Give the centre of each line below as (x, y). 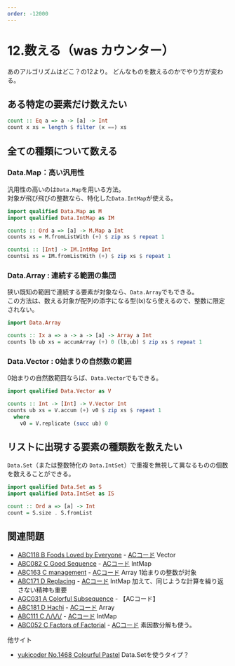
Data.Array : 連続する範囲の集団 (62, 276)
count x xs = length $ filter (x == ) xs (67, 128)
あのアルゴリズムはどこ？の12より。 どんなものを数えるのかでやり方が (109, 72)
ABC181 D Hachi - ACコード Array (66, 607)
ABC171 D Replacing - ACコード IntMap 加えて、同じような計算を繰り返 (121, 581)
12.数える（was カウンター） (91, 50)
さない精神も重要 (42, 590)
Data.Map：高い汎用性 (46, 172)
